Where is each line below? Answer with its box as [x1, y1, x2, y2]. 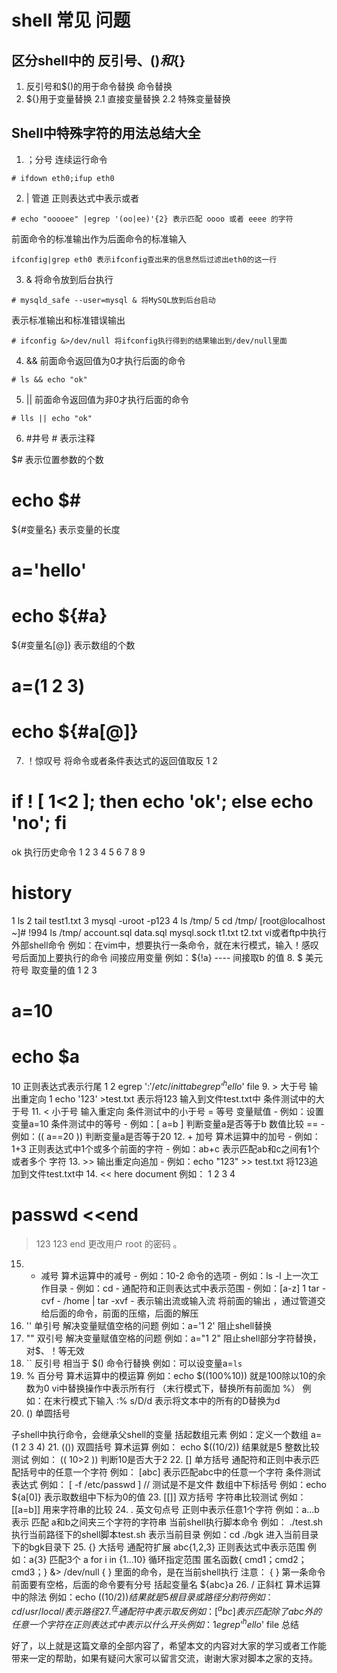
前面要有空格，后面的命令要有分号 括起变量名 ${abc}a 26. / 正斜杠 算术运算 [11, 1578, 321, 1590]
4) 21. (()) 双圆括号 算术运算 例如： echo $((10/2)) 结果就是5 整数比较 [35, 1441, 320, 1453]
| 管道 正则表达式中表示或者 [25, 192, 140, 204]
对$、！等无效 [25, 1344, 85, 1356]
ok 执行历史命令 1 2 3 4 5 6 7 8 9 [11, 846, 146, 858]
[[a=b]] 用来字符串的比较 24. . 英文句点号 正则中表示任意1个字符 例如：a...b [11, 1503, 320, 1515]
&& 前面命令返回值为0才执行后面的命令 [25, 354, 186, 366]
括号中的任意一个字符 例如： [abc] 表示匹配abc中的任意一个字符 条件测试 [19, 1466, 321, 1478]
